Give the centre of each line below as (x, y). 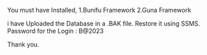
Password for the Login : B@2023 (56, 31)
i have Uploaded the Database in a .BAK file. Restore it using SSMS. (104, 23)
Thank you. (23, 44)
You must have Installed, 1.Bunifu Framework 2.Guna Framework (99, 10)
